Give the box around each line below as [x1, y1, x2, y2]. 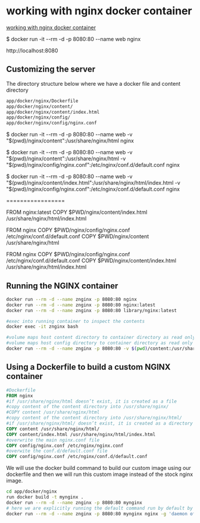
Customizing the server [6, 64, 96, 74]
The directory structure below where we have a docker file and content [6, 80, 181, 87]
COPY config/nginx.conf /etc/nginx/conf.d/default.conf [6, 454, 148, 460]
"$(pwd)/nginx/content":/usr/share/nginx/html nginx [6, 137, 134, 144]
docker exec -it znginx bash [6, 323, 79, 330]
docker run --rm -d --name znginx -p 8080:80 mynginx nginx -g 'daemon [6, 510, 187, 516]
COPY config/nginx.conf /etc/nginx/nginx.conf [6, 443, 124, 449]
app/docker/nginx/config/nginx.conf [6, 120, 97, 126]
